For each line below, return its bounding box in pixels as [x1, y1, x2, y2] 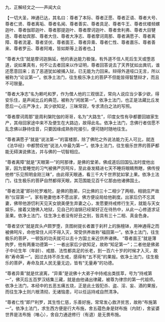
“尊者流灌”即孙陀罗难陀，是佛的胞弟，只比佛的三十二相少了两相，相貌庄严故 [5, 188, 160, 194]
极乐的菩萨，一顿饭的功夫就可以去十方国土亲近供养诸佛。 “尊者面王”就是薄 [5, 235, 157, 241]
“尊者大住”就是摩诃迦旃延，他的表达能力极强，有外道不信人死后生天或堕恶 [5, 56, 156, 61]
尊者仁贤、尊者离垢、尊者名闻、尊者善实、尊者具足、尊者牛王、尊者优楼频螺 [5, 21, 160, 27]
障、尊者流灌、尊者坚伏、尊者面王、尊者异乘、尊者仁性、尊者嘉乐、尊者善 [5, 39, 156, 45]
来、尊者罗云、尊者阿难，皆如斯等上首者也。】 [5, 46, 98, 51]
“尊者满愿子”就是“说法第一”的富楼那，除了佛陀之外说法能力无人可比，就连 [5, 137, 155, 142]
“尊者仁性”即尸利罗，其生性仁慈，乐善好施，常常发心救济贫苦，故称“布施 [5, 299, 153, 305]
